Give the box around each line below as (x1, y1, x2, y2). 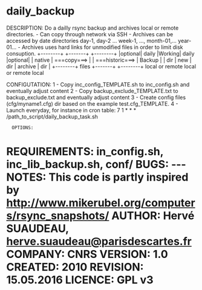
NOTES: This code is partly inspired (6, 170, 189, 184)
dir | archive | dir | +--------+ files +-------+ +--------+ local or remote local (6, 62, 197, 70)
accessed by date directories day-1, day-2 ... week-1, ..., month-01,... (6, 37, 177, 44)
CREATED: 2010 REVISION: (6, 260, 144, 274)
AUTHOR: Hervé (111, 209, 195, 223)
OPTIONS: (11, 124, 34, 130)
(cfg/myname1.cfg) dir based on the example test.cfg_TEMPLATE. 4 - (6, 100, 178, 107)
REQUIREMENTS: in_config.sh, (6, 145, 164, 158)
